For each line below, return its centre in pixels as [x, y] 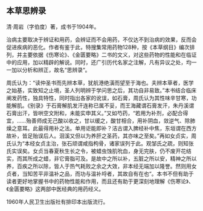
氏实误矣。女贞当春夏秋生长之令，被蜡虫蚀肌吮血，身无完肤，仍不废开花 [96, 151]
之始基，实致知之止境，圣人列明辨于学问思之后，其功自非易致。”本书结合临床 [101, 90]
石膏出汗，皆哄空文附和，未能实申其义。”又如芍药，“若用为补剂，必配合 [95, 113]
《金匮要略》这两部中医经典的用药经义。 [55, 189]
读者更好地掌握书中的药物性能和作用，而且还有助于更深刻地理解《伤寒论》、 [100, 181]
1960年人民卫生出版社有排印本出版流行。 [57, 201]
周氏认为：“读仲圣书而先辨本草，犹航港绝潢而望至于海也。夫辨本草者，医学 [100, 82]
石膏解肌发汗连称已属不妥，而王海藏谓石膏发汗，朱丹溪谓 [123, 105]
